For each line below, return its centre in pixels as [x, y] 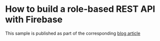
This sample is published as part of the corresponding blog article [73, 33]
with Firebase [34, 20]
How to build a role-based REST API [80, 9]
